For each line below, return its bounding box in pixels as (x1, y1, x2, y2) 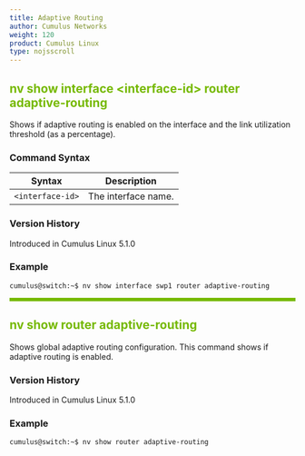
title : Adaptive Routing (9, 13, 103, 23)
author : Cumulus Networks (9, 22, 107, 31)
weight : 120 (9, 30, 54, 39)
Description (104, 174, 157, 187)
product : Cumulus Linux (9, 38, 100, 48)
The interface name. (87, 190, 174, 203)
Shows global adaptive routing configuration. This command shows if (9, 342, 270, 352)
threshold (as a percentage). (9, 128, 116, 139)
